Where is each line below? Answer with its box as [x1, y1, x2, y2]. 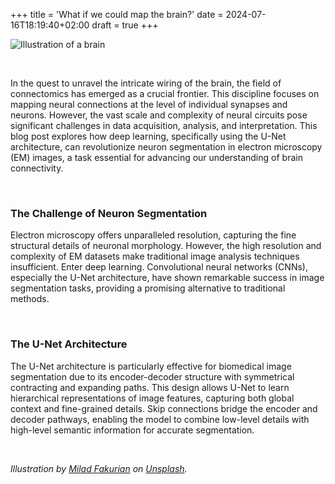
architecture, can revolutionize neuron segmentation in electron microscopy [10, 141, 323, 153]
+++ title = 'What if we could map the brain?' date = [10, 9, 224, 20]
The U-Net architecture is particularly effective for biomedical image [10, 360, 292, 372]
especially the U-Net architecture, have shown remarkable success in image [10, 272, 325, 284]
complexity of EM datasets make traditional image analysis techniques [10, 250, 300, 263]
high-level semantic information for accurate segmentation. [10, 424, 255, 436]
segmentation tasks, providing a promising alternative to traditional [10, 282, 286, 294]
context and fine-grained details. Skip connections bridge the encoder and [10, 402, 318, 414]
